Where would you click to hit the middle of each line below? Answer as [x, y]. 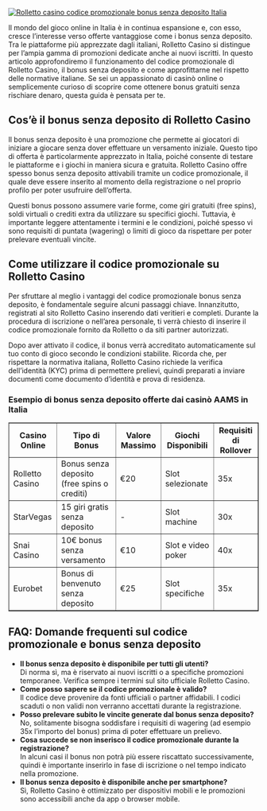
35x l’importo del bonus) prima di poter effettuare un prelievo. [121, 731]
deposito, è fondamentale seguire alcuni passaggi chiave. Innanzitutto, [124, 304]
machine [181, 522]
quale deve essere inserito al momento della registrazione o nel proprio [125, 181]
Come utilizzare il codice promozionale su [114, 264]
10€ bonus [81, 540]
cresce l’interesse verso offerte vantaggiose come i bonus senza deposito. [130, 36]
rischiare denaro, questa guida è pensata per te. [87, 95]
